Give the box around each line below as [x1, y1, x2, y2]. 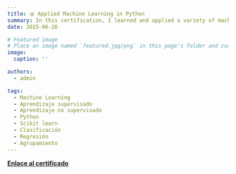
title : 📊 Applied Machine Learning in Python [7, 10, 145, 18]
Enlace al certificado [7, 159, 69, 167]
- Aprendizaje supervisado [13, 100, 93, 107]
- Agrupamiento [13, 140, 58, 147]
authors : [7, 68, 33, 75]
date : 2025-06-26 [7, 23, 58, 30]
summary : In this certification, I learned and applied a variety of [7, 17, 216, 24]
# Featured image [7, 36, 58, 43]
